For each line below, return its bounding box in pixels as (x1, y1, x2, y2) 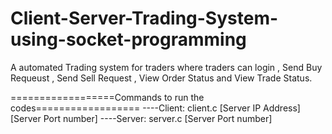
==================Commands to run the (10, 91, 205, 103)
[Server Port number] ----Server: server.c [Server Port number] (10, 112, 273, 124)
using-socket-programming (10, 28, 247, 51)
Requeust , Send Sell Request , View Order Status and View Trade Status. (10, 72, 313, 84)
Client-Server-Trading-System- (10, 7, 279, 30)
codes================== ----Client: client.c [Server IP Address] (10, 102, 301, 114)
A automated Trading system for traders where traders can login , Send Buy (10, 61, 323, 73)
